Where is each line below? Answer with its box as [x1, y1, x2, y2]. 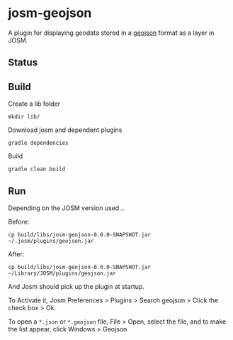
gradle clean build [8, 165, 66, 173]
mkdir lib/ [8, 114, 40, 121]
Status [8, 57, 38, 69]
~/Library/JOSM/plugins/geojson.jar [8, 270, 116, 277]
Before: [8, 217, 30, 226]
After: [8, 250, 25, 258]
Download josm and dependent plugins [8, 126, 123, 134]
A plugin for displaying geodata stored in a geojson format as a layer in [8, 28, 215, 37]
